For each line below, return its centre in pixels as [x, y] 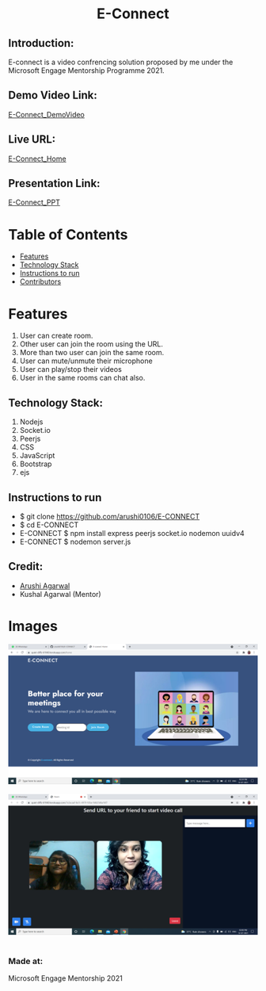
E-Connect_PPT [34, 202]
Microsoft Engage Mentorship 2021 [65, 978]
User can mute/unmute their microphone [86, 361]
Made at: [26, 961]
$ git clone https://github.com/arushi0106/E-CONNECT [110, 516]
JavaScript [37, 456]
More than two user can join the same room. [92, 353]
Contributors [40, 281]
